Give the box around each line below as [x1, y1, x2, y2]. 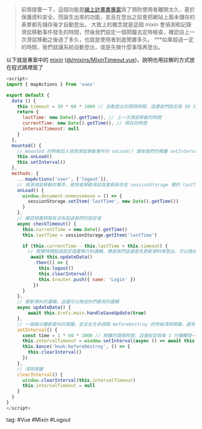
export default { [6, 92, 50, 98]
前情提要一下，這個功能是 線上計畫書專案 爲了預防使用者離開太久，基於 [20, 6, 195, 13]
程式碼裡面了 [11, 64, 43, 71]
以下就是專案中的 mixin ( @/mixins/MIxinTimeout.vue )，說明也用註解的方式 [6, 57, 190, 63]
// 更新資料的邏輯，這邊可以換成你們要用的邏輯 [17, 299, 119, 305]
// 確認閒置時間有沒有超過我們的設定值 [17, 215, 102, 221]
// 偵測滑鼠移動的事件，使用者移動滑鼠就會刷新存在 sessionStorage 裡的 [17, 182, 180, 188]
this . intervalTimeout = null [22, 383, 96, 389]
